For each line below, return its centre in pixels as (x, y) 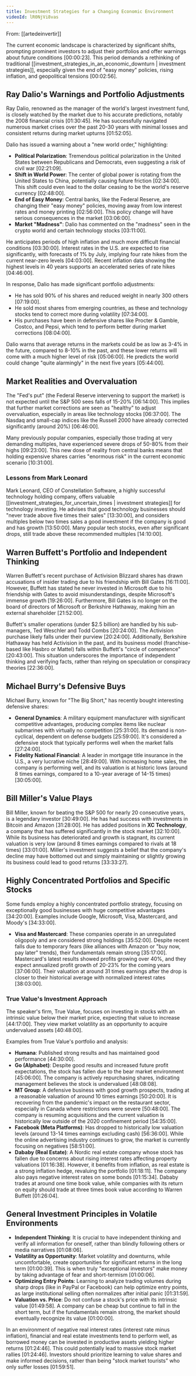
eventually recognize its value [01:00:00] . (64, 1318)
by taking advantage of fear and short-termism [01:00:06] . (85, 1274)
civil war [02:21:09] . (38, 168)
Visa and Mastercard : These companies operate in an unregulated (95, 934)
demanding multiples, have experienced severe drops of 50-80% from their (97, 444)
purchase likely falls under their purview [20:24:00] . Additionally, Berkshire (97, 637)
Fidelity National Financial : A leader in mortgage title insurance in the (99, 755)
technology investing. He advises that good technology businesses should (96, 509)
